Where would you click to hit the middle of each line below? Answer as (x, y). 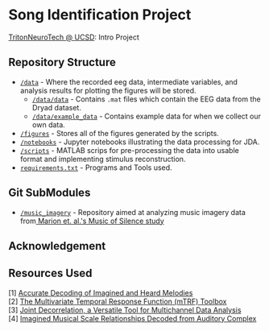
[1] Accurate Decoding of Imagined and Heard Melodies (101, 292)
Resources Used (50, 273)
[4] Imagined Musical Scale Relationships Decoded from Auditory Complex (132, 318)
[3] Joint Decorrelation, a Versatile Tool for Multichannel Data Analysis (125, 310)
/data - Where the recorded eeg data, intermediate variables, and (128, 81)
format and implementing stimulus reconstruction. (103, 159)
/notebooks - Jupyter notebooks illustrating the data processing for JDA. (140, 142)
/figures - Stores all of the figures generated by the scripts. (119, 133)
